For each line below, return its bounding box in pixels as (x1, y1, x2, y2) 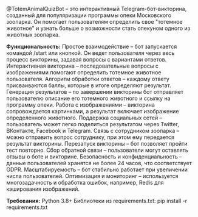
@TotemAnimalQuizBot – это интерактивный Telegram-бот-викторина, (6, 5, 187, 12)
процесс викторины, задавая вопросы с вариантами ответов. (6, 56, 167, 63)
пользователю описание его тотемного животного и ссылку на (6, 94, 171, 102)
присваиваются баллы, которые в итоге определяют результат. (6, 82, 171, 89)
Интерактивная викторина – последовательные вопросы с (6, 62, 159, 69)
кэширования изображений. (6, 185, 80, 193)
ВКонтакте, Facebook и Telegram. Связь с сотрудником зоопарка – (6, 127, 180, 134)
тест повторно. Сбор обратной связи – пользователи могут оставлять (6, 146, 188, 154)
